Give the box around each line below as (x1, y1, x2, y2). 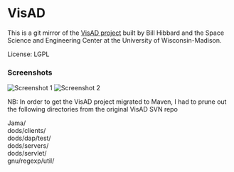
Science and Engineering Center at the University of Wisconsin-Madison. (7, 36, 222, 44)
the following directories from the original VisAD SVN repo (7, 105, 178, 114)
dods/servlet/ (7, 149, 48, 158)
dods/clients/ (7, 127, 46, 135)
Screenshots (7, 68, 53, 77)
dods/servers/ (7, 141, 49, 150)
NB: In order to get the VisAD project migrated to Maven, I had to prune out (7, 97, 227, 106)
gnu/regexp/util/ (7, 156, 55, 165)
